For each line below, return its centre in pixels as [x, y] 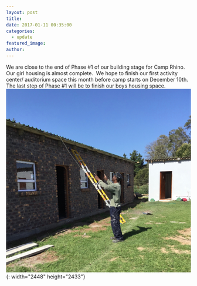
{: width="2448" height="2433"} [46, 277]
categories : [21, 31]
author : [16, 50]
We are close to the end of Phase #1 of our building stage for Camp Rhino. [96, 67]
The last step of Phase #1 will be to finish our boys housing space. [86, 86]
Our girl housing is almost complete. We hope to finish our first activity [92, 73]
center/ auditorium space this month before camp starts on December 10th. [97, 79]
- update [22, 37]
